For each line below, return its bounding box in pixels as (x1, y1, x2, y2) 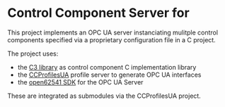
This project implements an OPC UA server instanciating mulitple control (7, 28, 218, 37)
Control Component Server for (7, 5, 190, 21)
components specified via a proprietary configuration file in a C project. (7, 35, 216, 44)
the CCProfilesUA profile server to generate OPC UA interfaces (17, 70, 202, 79)
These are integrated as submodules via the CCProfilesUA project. (7, 92, 202, 100)
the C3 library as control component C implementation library (17, 63, 197, 71)
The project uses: (7, 49, 59, 58)
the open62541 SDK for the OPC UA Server (17, 77, 144, 86)
